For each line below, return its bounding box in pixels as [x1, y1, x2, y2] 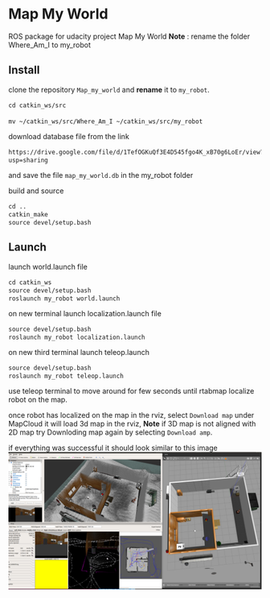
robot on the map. [8, 394, 68, 404]
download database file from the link [8, 131, 130, 141]
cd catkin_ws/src [8, 101, 67, 109]
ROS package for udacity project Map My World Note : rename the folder [8, 31, 251, 41]
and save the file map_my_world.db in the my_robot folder [8, 170, 194, 179]
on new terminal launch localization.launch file [8, 308, 162, 318]
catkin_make [8, 210, 48, 218]
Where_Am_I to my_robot [8, 39, 91, 49]
